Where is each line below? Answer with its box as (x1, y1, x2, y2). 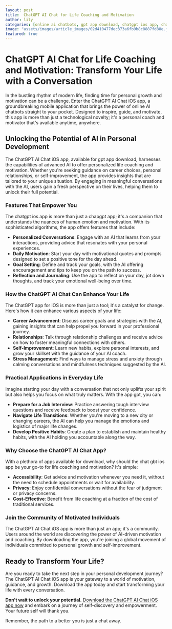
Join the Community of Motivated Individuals (5, 514, 120, 521)
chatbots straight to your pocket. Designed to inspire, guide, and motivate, (5, 108, 162, 115)
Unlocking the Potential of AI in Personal (5, 135, 137, 143)
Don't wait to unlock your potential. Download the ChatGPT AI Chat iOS (5, 597, 158, 603)
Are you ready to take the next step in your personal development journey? (5, 570, 163, 577)
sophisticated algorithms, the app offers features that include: (5, 224, 136, 231)
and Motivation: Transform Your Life (5, 65, 162, 76)
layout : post (5, 7, 33, 13)
